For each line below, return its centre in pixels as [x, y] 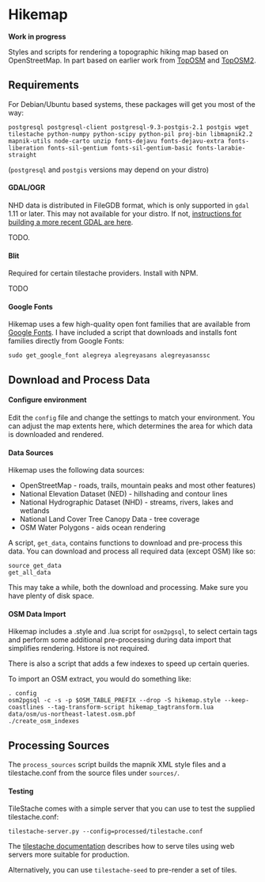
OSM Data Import [37, 614]
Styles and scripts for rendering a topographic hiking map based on [118, 51]
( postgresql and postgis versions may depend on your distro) [109, 169]
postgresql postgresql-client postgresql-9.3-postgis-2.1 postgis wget [129, 127]
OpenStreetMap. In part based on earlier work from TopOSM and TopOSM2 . [132, 60]
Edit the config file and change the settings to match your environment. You [132, 417]
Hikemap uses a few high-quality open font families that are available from [129, 324]
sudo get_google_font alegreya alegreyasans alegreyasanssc [110, 355]
